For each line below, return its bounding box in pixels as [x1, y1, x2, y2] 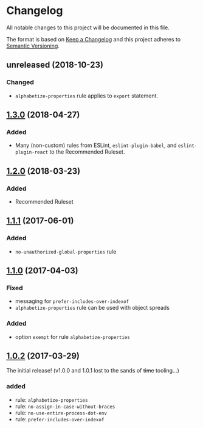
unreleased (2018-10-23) [6, 60, 103, 70]
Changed [6, 78, 35, 87]
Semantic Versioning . [6, 42, 60, 49]
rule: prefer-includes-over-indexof [15, 415, 105, 423]
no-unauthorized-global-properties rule [15, 248, 117, 255]
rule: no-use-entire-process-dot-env [15, 409, 108, 416]
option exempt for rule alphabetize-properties [15, 333, 131, 340]
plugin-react [15, 149, 49, 155]
